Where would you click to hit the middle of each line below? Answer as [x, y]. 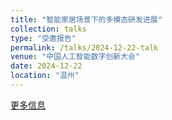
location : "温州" [45, 76]
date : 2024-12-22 [46, 66]
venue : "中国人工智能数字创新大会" [75, 57]
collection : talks [48, 29]
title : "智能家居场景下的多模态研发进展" [86, 19]
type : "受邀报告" [43, 38]
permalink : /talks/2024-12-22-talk [84, 47]
